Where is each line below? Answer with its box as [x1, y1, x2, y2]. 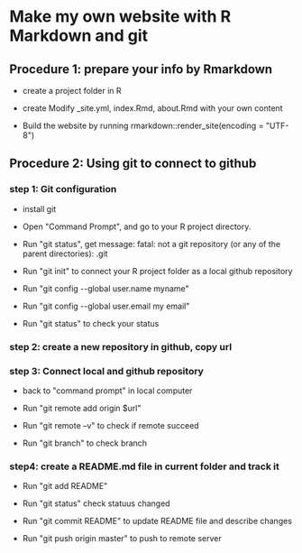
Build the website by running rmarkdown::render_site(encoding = [22, 120, 264, 131]
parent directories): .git [22, 248, 108, 259]
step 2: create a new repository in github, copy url [9, 340, 233, 353]
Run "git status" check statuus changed [22, 498, 170, 509]
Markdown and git [9, 25, 149, 46]
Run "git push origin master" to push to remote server [22, 533, 223, 544]
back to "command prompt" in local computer [22, 385, 193, 396]
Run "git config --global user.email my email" [22, 300, 190, 311]
